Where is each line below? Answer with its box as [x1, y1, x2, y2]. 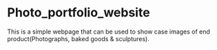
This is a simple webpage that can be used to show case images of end [7, 27, 210, 36]
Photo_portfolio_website [7, 5, 150, 21]
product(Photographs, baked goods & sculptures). [7, 34, 149, 42]
